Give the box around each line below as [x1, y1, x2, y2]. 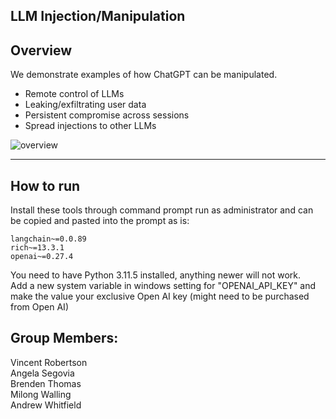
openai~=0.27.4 [10, 252, 74, 262]
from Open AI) [10, 301, 69, 313]
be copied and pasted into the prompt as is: [10, 215, 190, 227]
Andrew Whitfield [10, 399, 82, 411]
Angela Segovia [10, 367, 75, 379]
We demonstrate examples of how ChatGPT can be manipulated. [10, 69, 278, 81]
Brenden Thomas [10, 377, 82, 389]
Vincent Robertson [10, 356, 88, 368]
